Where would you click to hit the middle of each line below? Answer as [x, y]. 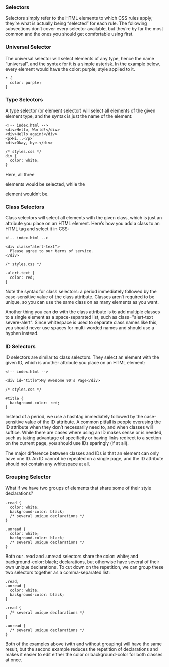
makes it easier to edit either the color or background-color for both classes [84, 654]
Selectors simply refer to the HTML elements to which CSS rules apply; [79, 18]
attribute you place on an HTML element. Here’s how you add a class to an [82, 224]
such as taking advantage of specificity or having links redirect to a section [83, 438]
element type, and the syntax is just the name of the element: [69, 116]
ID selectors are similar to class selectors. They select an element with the [82, 357]
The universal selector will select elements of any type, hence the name [80, 58]
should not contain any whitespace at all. [48, 464]
